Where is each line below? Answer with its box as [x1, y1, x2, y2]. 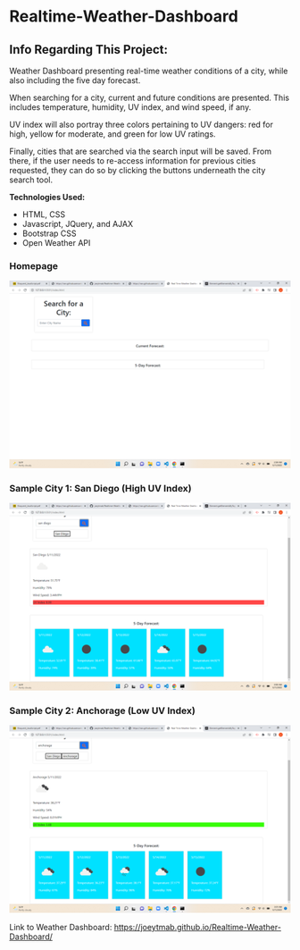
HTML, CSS [21, 209, 65, 220]
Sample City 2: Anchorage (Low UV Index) [9, 704, 196, 717]
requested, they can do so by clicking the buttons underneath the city [9, 165, 266, 175]
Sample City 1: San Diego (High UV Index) [9, 482, 192, 494]
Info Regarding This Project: [9, 42, 168, 57]
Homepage [9, 259, 58, 272]
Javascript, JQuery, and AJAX [21, 219, 134, 229]
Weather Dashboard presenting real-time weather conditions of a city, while [9, 65, 288, 76]
